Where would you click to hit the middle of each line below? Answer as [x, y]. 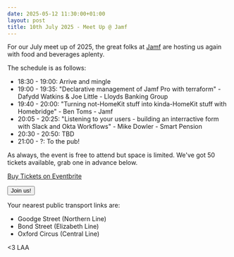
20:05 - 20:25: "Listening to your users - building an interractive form [118, 119]
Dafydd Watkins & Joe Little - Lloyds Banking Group [93, 96]
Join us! [21, 191]
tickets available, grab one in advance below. [73, 163]
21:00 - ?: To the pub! [48, 142]
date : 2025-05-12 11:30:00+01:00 [56, 14]
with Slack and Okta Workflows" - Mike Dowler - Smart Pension [110, 127]
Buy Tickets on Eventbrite [45, 176]
